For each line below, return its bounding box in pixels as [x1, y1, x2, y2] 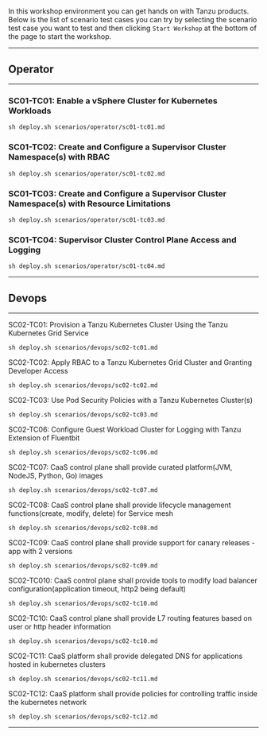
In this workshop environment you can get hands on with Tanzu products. [8, 6, 250, 16]
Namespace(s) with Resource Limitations [8, 198, 171, 209]
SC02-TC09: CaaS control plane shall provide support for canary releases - [8, 538, 256, 547]
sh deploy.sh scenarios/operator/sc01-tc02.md [8, 169, 165, 177]
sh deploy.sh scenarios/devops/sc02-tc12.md [8, 713, 158, 721]
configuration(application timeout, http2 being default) [8, 584, 187, 594]
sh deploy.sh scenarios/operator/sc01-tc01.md [8, 123, 165, 131]
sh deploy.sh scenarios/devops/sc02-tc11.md [8, 675, 158, 683]
